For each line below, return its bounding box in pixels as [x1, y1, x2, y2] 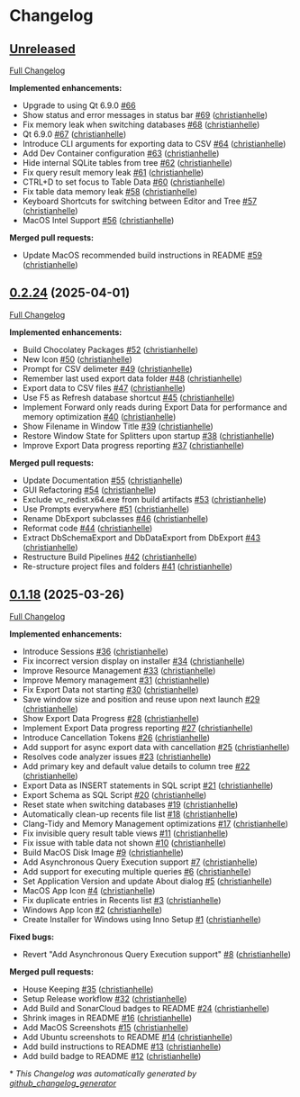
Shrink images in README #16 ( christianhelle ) [22, 1012, 193, 1023]
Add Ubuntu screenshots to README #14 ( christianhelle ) [22, 1031, 233, 1042]
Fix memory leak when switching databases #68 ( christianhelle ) [22, 119, 260, 130]
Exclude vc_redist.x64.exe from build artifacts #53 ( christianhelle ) [22, 494, 268, 504]
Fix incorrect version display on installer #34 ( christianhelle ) [22, 655, 246, 666]
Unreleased [9, 41, 77, 57]
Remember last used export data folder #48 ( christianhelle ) [22, 373, 243, 384]
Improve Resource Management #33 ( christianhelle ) [22, 665, 216, 675]
